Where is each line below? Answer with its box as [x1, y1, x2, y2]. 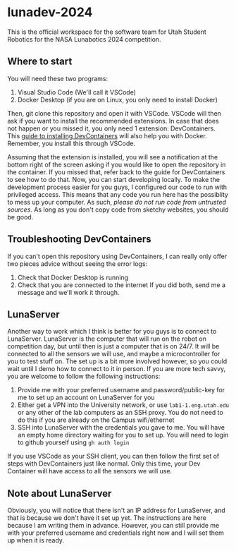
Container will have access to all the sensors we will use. [7, 467, 173, 476]
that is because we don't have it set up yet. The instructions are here [7, 514, 206, 522]
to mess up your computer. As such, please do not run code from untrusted [7, 198, 227, 206]
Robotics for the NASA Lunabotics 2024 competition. [7, 35, 161, 43]
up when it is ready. [7, 536, 65, 545]
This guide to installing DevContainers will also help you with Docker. [7, 131, 208, 140]
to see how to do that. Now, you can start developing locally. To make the [7, 175, 221, 183]
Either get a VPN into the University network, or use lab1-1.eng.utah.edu [17, 401, 230, 409]
